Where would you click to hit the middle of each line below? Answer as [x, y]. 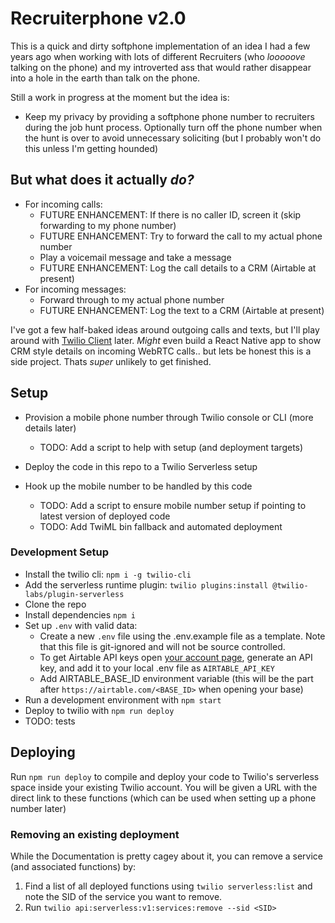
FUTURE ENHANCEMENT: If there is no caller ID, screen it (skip [170, 214]
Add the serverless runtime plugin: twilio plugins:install [146, 584]
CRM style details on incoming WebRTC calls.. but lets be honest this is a [161, 351]
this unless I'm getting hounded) [91, 148]
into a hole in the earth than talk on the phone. [105, 78]
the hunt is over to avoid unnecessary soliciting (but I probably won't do [173, 138]
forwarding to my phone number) [108, 225]
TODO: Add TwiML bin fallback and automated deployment [161, 526]
